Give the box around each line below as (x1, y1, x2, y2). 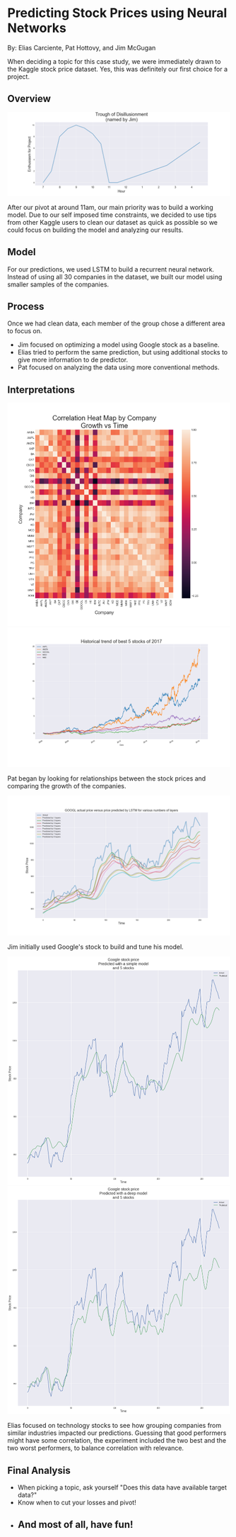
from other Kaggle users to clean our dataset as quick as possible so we (7, 218, 218, 226)
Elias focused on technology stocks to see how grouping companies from (7, 1421, 222, 1430)
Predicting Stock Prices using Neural (7, 5, 228, 21)
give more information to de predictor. (17, 356, 129, 364)
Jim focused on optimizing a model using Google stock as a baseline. (17, 340, 220, 349)
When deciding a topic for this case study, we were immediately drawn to (7, 57, 221, 65)
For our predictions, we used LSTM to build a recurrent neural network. (7, 264, 214, 274)
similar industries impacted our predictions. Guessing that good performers (7, 1429, 227, 1437)
